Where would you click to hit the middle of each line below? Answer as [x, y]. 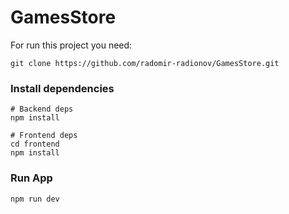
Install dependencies [62, 88]
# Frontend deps [44, 136]
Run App [31, 178]
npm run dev [35, 199]
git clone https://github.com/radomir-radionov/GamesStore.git [145, 63]
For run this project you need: [71, 45]
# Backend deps [42, 109]
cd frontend [35, 144]
